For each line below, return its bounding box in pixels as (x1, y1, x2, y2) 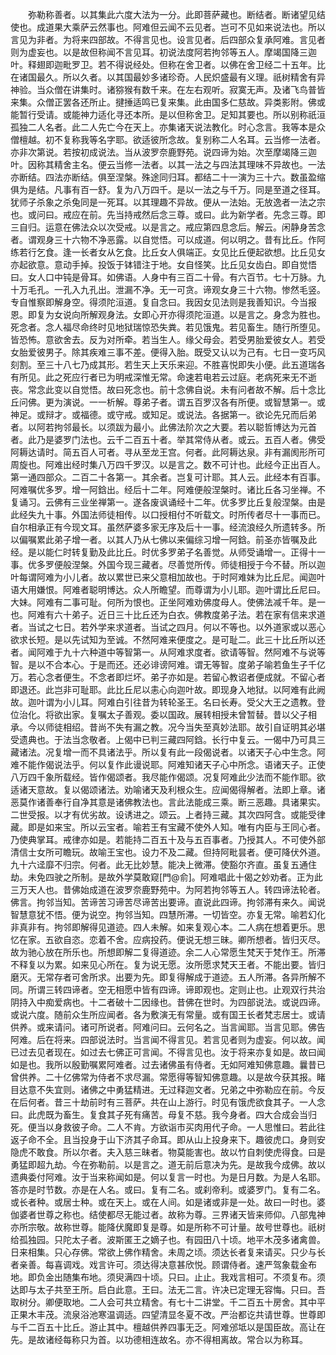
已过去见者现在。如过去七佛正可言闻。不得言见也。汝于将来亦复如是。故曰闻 (10, 1046, 326, 1058)
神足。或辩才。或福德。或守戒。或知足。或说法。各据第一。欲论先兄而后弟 (10, 409, 317, 420)
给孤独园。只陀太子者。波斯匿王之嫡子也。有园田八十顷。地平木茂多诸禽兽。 (10, 1234, 326, 1245)
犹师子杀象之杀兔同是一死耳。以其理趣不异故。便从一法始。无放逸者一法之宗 (10, 196, 326, 208)
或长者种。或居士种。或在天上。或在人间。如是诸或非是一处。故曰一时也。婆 (10, 1196, 326, 1208)
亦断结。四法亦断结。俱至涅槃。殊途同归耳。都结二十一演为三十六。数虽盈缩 (10, 171, 326, 183)
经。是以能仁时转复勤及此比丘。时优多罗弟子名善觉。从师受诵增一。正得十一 (10, 546, 326, 558)
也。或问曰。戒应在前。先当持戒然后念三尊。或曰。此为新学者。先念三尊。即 (10, 209, 326, 220)
